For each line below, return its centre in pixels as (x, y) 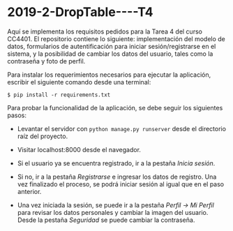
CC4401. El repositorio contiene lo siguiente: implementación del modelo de (116, 38)
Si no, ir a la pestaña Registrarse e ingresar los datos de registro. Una (117, 177)
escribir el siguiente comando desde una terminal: (79, 82)
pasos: (17, 115)
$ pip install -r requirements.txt (59, 95)
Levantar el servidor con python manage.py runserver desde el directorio (122, 128)
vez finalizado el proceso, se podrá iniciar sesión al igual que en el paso (121, 184)
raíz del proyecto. (43, 136)
